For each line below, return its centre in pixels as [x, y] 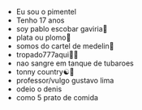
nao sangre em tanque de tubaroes [75, 63]
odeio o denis [39, 89]
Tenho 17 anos [40, 20]
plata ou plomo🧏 [43, 37]
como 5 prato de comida [57, 97]
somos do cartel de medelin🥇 [65, 46]
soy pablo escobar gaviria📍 [62, 29]
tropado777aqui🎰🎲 [47, 55]
